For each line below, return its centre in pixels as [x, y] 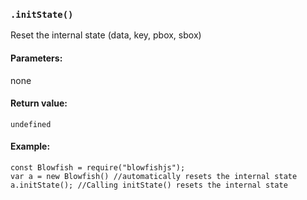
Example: [30, 146]
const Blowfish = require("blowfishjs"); [98, 167]
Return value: [39, 103]
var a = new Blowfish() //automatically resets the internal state [154, 176]
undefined [31, 124]
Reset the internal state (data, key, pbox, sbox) [106, 35]
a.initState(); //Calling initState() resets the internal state [149, 185]
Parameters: [36, 58]
